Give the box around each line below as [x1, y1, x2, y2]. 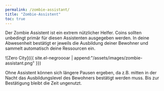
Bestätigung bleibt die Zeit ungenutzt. [5, 80, 82, 86]
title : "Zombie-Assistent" [5, 12, 61, 17]
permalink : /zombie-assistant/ [5, 7, 70, 12]
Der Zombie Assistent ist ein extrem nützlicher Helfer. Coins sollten [5, 30, 142, 36]
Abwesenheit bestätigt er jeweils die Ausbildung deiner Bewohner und [5, 40, 149, 46]
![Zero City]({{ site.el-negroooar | [5, 55, 73, 61]
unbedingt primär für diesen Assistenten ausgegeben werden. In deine [5, 35, 150, 41]
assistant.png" [5, 60, 35, 66]
